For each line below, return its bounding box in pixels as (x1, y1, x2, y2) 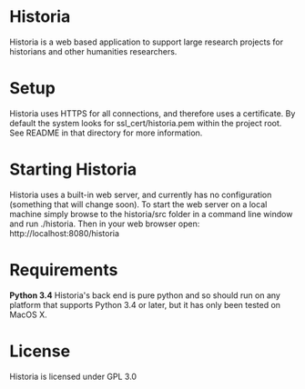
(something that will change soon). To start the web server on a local (9, 198, 268, 210)
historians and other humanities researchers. (9, 45, 178, 56)
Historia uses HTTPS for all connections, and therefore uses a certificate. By (9, 107, 296, 119)
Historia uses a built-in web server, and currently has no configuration (9, 189, 272, 200)
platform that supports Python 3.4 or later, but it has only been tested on (9, 299, 280, 310)
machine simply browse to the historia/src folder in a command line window (9, 208, 293, 219)
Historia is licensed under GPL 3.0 (9, 371, 137, 382)
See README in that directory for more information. (9, 127, 203, 138)
